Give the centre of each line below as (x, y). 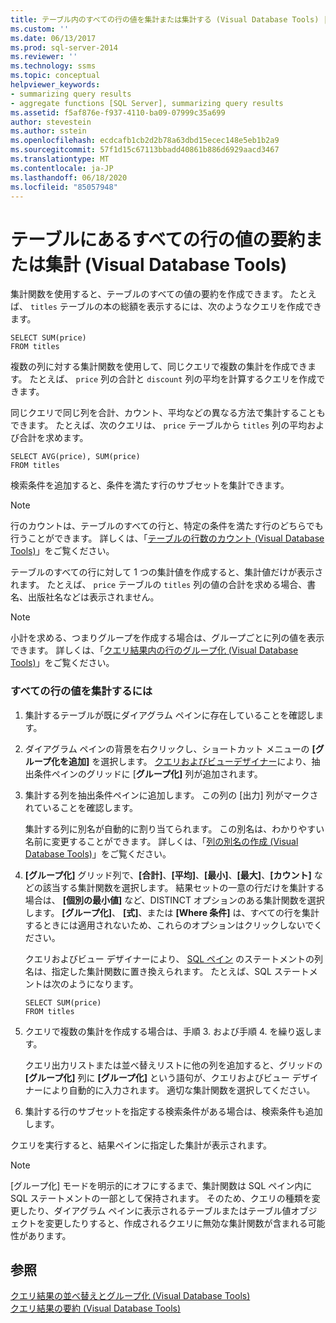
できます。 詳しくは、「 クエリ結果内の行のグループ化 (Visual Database (154, 650)
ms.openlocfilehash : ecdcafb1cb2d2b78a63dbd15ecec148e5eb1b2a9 (145, 141)
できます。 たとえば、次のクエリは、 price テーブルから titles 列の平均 (159, 425)
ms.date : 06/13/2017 (53, 38)
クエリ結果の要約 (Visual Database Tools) (96, 1308)
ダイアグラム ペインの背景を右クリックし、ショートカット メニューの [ (170, 748)
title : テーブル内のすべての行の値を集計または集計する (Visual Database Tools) (165, 19)
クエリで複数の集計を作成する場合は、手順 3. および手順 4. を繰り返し (169, 1031)
